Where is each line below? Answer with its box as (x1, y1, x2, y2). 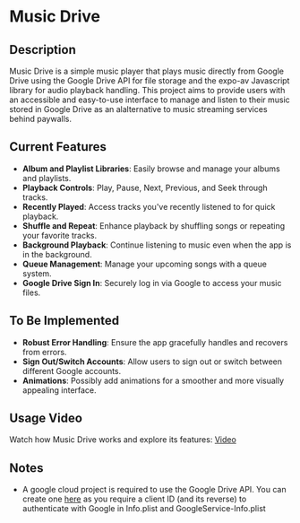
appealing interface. (21, 384, 97, 396)
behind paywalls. (9, 114, 72, 124)
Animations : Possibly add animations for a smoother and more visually (21, 375, 285, 386)
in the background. (21, 248, 92, 259)
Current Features (9, 139, 107, 154)
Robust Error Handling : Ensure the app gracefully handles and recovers (21, 336, 288, 347)
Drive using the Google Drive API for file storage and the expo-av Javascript (9, 75, 290, 86)
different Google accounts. (21, 365, 122, 376)
